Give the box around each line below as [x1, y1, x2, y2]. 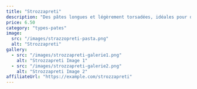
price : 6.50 [6, 19, 35, 25]
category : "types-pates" [6, 25, 67, 31]
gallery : [6, 47, 28, 53]
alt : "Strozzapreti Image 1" [16, 57, 88, 63]
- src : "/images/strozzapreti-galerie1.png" [11, 52, 122, 58]
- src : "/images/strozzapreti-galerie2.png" [11, 63, 122, 69]
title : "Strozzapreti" [6, 8, 62, 15]
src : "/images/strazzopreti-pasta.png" [11, 36, 109, 42]
